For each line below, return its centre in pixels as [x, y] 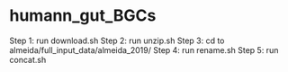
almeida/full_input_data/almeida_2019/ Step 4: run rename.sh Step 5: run [144, 49]
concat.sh [28, 59]
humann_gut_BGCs [83, 16]
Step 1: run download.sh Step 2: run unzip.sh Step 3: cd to [117, 40]
